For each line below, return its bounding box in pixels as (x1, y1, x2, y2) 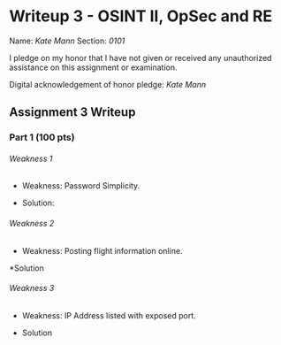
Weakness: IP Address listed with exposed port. (21, 310, 196, 320)
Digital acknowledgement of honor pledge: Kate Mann (9, 79, 206, 89)
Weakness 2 (9, 218, 55, 229)
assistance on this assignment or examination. (9, 62, 178, 73)
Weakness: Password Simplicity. (21, 180, 140, 191)
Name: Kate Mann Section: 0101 (9, 35, 125, 46)
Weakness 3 (9, 283, 55, 294)
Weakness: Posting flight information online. (21, 245, 183, 256)
